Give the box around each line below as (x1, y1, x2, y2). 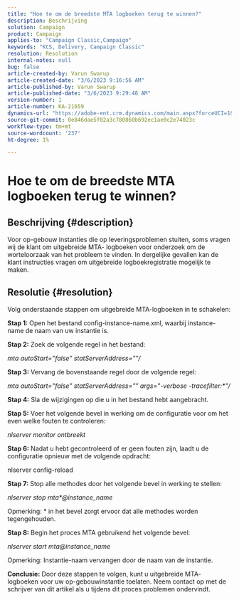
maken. (7, 265, 29, 274)
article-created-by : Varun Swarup (7, 70, 110, 77)
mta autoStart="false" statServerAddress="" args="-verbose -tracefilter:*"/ (7, 381, 230, 390)
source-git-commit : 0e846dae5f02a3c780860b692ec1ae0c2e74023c (7, 116, 196, 123)
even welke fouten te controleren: (7, 417, 106, 426)
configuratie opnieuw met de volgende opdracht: (7, 452, 152, 460)
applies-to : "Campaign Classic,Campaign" (7, 37, 132, 44)
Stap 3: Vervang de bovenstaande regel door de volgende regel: (7, 368, 197, 377)
